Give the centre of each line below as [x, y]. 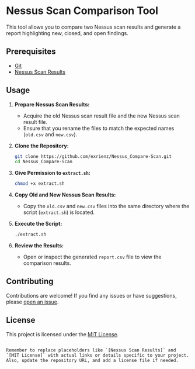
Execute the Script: [38, 224]
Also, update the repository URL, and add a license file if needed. [93, 360]
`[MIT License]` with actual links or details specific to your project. [98, 355]
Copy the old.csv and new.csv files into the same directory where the [106, 206]
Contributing [30, 282]
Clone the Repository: [41, 146]
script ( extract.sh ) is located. [59, 212]
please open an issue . [32, 302]
